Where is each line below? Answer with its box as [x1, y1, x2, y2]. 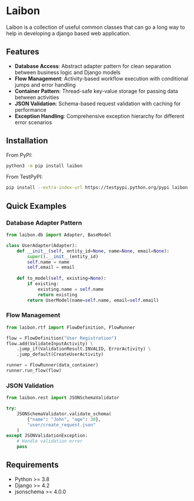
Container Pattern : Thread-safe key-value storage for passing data [14, 87, 178, 95]
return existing [37, 292, 78, 298]
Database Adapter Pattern [6, 219, 82, 227]
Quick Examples [6, 201, 67, 211]
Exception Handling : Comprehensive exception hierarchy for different [14, 112, 185, 119]
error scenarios [14, 119, 52, 126]
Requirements [6, 460, 59, 470]
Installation [6, 136, 48, 146]
